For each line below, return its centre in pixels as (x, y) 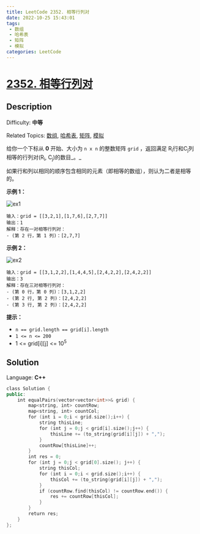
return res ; (44, 514)
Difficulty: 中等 (25, 122)
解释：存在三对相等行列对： (36, 286)
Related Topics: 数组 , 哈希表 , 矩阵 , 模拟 (55, 135)
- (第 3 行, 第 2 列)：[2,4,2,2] (46, 305)
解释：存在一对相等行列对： (36, 229)
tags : (13, 23)
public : (16, 394)
